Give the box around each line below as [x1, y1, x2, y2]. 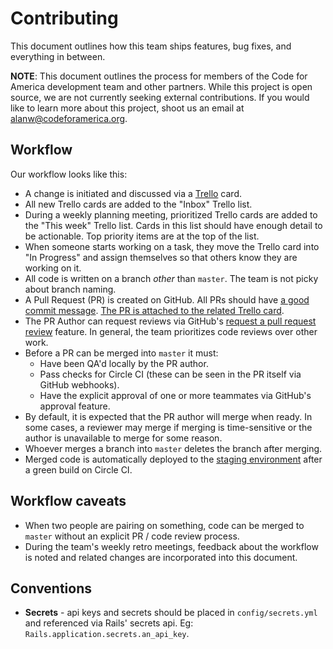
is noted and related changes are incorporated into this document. [24, 551, 298, 563]
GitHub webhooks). [39, 378, 120, 391]
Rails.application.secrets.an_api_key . [24, 628, 190, 640]
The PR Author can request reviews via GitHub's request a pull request [24, 315, 317, 327]
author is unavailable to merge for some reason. [24, 432, 223, 444]
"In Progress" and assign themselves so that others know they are [24, 251, 298, 263]
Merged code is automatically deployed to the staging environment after [24, 453, 323, 465]
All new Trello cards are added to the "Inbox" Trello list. [24, 198, 253, 210]
